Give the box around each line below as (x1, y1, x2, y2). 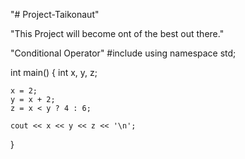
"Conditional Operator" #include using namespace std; (10, 47, 237, 59)
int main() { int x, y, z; (10, 67, 98, 78)
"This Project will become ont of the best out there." (10, 28, 225, 39)
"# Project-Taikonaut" (10, 9, 100, 20)
